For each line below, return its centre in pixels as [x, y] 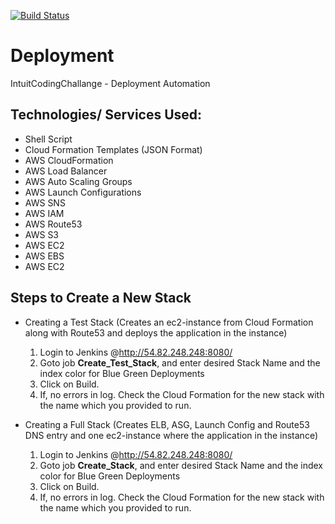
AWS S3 [42, 234]
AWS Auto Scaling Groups [78, 181]
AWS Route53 [53, 224]
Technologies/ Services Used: [106, 115]
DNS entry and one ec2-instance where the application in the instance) [171, 435]
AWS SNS [45, 202]
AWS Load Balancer [66, 171]
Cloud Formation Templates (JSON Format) [113, 149]
